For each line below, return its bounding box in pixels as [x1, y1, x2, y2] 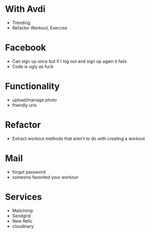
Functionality [5, 81, 60, 92]
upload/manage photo [12, 97, 57, 103]
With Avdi [5, 3, 45, 15]
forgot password [12, 169, 46, 175]
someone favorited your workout [12, 174, 78, 180]
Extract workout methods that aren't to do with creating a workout [12, 135, 145, 141]
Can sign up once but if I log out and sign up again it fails [12, 58, 127, 64]
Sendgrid [12, 212, 31, 219]
